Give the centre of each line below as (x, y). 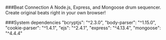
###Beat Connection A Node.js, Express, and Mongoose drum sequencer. (83, 7)
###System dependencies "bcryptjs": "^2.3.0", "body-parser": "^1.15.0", (81, 23)
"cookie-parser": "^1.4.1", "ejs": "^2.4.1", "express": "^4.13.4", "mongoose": (83, 28)
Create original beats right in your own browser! (56, 13)
